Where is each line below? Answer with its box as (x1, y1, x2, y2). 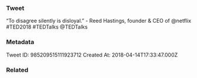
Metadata (6, 38, 34, 46)
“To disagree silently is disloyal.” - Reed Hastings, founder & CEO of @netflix (6, 17, 192, 24)
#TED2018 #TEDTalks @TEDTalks (6, 23, 88, 30)
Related (6, 66, 29, 74)
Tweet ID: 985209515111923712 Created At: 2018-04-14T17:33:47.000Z (6, 51, 178, 58)
